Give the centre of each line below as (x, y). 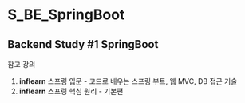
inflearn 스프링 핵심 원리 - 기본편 (71, 91)
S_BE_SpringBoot (66, 15)
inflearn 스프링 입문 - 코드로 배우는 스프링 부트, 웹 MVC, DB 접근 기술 (128, 81)
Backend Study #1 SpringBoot (83, 44)
